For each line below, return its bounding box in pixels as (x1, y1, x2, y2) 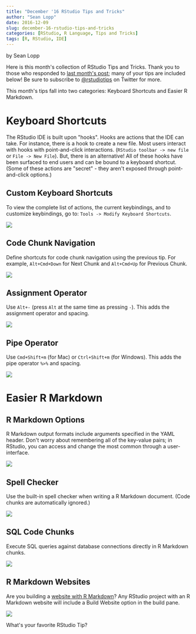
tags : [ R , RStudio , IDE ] (6, 36, 67, 42)
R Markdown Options (6, 415, 85, 425)
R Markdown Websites (6, 577, 91, 587)
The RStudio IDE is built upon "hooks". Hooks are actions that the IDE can (6, 134, 184, 141)
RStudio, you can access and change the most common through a (6, 443, 167, 450)
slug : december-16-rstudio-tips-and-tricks (6, 25, 115, 31)
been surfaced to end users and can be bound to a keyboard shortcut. (6, 158, 177, 165)
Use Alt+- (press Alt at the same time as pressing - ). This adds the (6, 303, 170, 311)
